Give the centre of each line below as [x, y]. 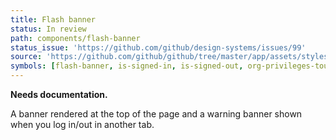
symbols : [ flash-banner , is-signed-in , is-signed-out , [127, 66]
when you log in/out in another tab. [82, 124]
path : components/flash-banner [75, 38]
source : [26, 57]
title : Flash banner [53, 19]
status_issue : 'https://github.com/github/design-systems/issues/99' [158, 47]
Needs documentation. [59, 94]
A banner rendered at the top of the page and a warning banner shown [156, 114]
